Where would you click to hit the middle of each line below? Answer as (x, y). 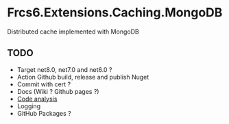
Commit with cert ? (44, 84)
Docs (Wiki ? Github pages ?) (58, 91)
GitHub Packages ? (44, 113)
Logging (29, 106)
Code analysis (37, 99)
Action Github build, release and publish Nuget (83, 77)
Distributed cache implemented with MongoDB (73, 32)
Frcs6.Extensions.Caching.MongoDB (115, 13)
